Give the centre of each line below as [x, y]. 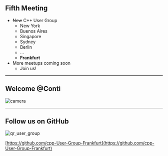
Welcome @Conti [33, 89]
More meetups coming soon [41, 63]
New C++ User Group [35, 20]
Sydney [28, 42]
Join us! [28, 68]
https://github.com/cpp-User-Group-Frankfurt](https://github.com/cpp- [81, 143]
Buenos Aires [33, 31]
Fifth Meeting [26, 8]
